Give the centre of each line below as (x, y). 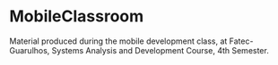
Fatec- (241, 41)
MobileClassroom (77, 16)
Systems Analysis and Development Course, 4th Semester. (160, 50)
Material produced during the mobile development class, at (118, 41)
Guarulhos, (30, 50)
